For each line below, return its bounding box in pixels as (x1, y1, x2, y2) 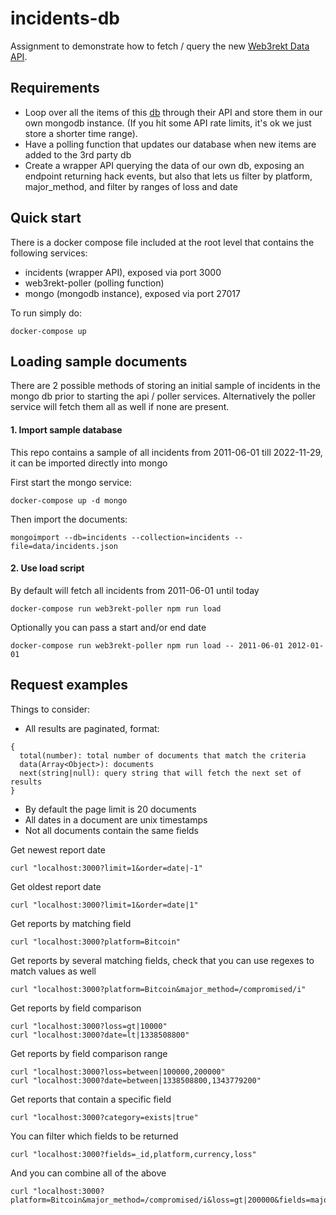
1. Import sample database (10, 423, 123, 436)
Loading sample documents (10, 353, 188, 370)
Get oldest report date (10, 880, 102, 892)
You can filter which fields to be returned (10, 1130, 179, 1142)
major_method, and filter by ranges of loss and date (24, 180, 238, 192)
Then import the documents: (10, 513, 128, 525)
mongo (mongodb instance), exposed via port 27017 (24, 287, 241, 299)
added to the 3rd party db (24, 148, 132, 161)
